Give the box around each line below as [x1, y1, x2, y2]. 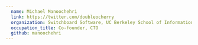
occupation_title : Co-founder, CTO [11, 25, 99, 31]
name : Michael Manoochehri [11, 8, 77, 15]
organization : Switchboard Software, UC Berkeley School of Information [11, 19, 194, 25]
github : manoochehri [11, 30, 61, 36]
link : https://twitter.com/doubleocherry [11, 14, 115, 20]
